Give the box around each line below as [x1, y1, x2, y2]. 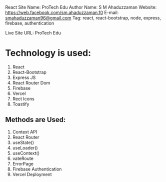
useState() [12, 139, 34, 145]
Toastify [12, 101, 29, 107]
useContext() [12, 150, 40, 156]
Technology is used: [5, 47, 91, 59]
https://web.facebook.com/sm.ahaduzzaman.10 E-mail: [5, 9, 119, 15]
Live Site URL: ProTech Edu [5, 30, 61, 35]
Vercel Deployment [12, 171, 52, 177]
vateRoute [12, 155, 34, 161]
